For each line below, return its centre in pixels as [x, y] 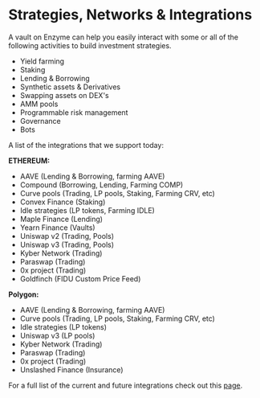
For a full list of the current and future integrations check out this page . [126, 385]
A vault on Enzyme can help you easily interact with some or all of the [124, 37]
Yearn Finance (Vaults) [57, 228]
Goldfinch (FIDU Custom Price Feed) [80, 278]
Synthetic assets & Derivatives [70, 87]
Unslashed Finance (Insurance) [71, 369]
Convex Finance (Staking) [63, 202]
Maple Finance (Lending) [61, 219]
